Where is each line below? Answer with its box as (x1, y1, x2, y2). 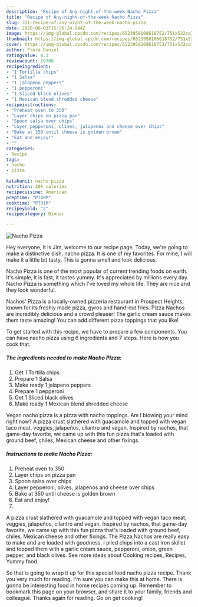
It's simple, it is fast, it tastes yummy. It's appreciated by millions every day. (6, 274, 189, 281)
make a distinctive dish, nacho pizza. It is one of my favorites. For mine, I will (6, 250, 192, 257)
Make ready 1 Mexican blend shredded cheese (14, 400, 128, 407)
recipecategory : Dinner (6, 211, 65, 217)
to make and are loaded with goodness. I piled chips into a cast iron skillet (6, 539, 186, 546)
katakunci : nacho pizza (6, 178, 65, 184)
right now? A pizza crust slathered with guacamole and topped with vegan (6, 418, 187, 425)
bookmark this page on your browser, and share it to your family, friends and (6, 588, 192, 595)
